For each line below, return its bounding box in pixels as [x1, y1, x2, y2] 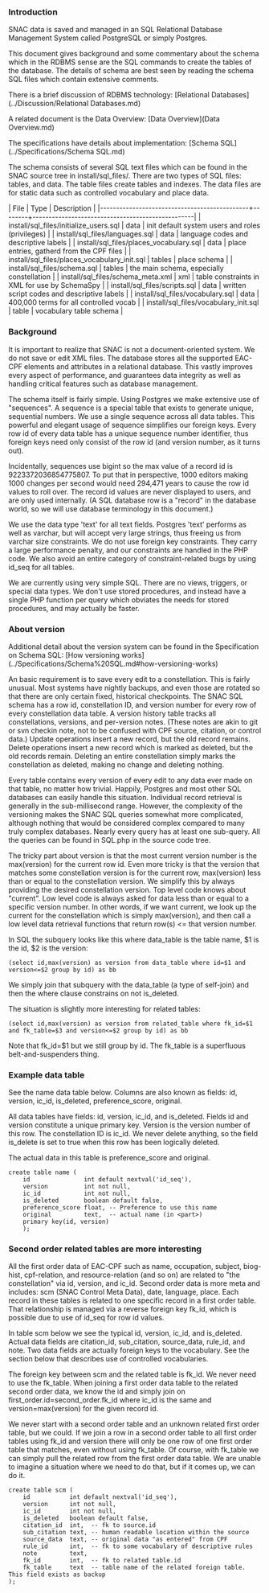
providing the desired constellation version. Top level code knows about [8, 885, 247, 894]
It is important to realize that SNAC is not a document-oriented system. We [8, 344, 255, 354]
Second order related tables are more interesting [8, 1243, 202, 1254]
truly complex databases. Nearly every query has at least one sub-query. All [8, 827, 261, 836]
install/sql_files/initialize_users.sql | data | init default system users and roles [8, 220, 261, 231]
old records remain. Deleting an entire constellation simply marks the [8, 751, 236, 761]
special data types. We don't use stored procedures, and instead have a [8, 586, 247, 596]
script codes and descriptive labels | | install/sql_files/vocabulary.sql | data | [8, 289, 259, 299]
